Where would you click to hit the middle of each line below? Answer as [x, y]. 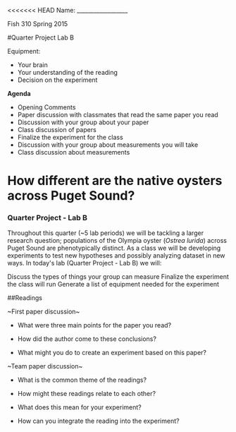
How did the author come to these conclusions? [87, 339]
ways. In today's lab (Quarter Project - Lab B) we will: [85, 263]
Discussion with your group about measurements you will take [108, 145]
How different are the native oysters [115, 181]
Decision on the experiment [57, 80]
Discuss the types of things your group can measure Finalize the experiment [118, 277]
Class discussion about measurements [74, 152]
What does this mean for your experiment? [80, 407]
